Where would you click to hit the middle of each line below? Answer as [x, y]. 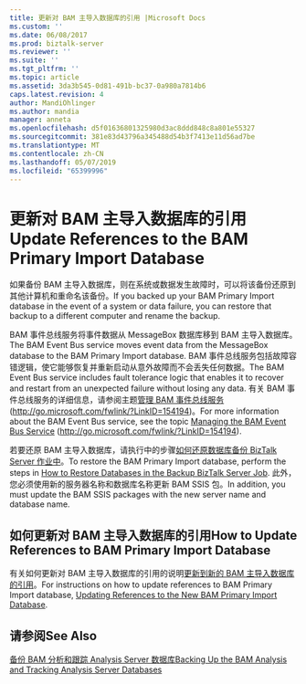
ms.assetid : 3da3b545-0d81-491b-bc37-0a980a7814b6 [108, 86]
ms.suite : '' [34, 60]
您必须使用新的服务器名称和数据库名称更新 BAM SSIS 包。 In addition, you [148, 484]
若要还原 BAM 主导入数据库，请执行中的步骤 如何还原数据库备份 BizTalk [143, 450]
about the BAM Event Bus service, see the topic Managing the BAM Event [148, 422]
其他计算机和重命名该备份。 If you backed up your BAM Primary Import [142, 296]
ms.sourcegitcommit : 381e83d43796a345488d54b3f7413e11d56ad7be [132, 137]
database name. [40, 504]
